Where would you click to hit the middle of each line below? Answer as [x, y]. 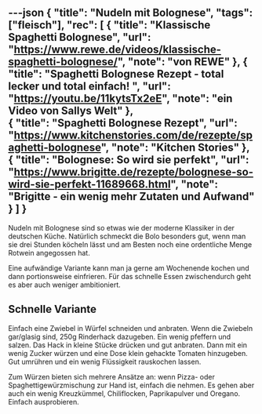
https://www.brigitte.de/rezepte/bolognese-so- [133, 172]
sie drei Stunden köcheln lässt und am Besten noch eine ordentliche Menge [130, 244]
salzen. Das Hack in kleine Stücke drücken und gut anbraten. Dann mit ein [128, 345]
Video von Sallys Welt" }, [71, 111]
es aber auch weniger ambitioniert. [65, 285]
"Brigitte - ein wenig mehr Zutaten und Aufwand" [131, 196]
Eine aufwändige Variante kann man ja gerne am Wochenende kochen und [129, 268]
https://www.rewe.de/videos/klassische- [118, 50]
